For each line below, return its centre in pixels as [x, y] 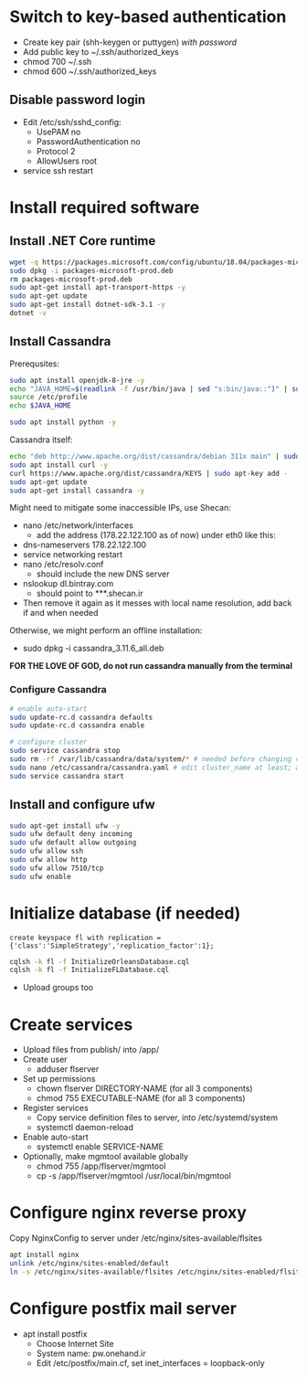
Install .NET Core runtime [83, 241]
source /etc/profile [49, 397]
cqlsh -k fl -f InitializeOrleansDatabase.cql [100, 961]
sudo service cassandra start [67, 776]
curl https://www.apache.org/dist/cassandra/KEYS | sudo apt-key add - [148, 473]
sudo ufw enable [40, 876]
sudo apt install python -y [63, 422]
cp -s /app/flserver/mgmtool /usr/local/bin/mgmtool [133, 1176]
